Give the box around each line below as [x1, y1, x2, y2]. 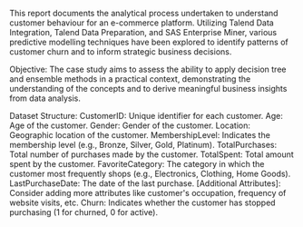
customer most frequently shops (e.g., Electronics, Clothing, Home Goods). [9, 168, 291, 179]
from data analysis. [9, 93, 82, 104]
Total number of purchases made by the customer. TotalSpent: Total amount [9, 149, 295, 160]
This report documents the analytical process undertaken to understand [9, 8, 279, 18]
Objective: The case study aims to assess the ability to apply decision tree [9, 64, 287, 74]
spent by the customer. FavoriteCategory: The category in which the [9, 159, 265, 169]
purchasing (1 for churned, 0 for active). [9, 207, 159, 217]
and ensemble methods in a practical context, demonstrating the [9, 74, 251, 84]
